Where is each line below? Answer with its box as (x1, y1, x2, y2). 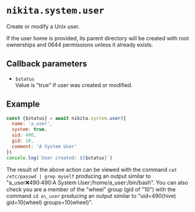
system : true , (12, 127, 47, 133)
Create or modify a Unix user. (6, 23, 80, 30)
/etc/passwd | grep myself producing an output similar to (6, 172, 151, 180)
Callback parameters (6, 58, 87, 69)
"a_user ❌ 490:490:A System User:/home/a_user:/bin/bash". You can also (6, 178, 188, 186)
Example (6, 99, 40, 110)
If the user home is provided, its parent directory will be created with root (6, 34, 190, 41)
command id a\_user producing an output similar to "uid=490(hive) (6, 192, 176, 199)
